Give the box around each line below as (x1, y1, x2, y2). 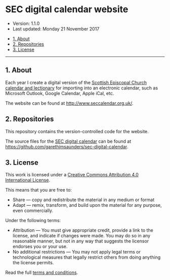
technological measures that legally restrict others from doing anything (12, 254, 161, 260)
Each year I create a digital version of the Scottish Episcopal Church (5, 79, 147, 85)
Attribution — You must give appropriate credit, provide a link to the (12, 227, 153, 233)
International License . (5, 177, 51, 183)
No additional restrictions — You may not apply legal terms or (12, 249, 141, 255)
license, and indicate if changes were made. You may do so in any (12, 233, 151, 239)
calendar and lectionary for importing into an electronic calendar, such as (5, 85, 158, 91)
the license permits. (12, 260, 54, 266)
